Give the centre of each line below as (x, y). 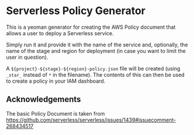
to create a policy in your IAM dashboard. (56, 81)
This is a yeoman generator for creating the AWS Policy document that (91, 27)
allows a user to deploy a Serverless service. (60, 33)
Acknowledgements (44, 99)
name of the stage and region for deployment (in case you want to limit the (96, 50)
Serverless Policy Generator (76, 11)
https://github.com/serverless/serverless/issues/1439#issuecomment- (91, 120)
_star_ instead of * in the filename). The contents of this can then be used (96, 75)
